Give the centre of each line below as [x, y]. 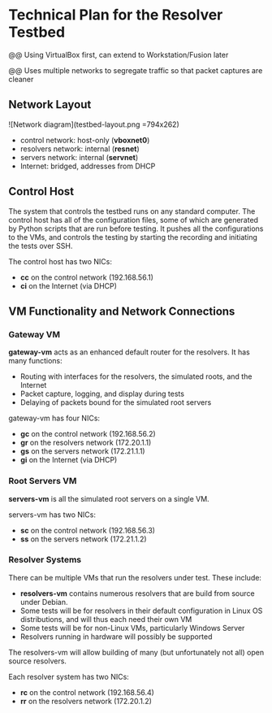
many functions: [35, 361]
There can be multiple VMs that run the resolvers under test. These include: [135, 577]
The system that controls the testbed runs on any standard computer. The [132, 211]
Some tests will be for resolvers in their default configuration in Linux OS [141, 611]
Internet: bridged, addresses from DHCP [88, 166]
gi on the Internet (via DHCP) [69, 460]
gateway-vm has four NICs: [54, 418]
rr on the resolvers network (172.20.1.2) [86, 701]
